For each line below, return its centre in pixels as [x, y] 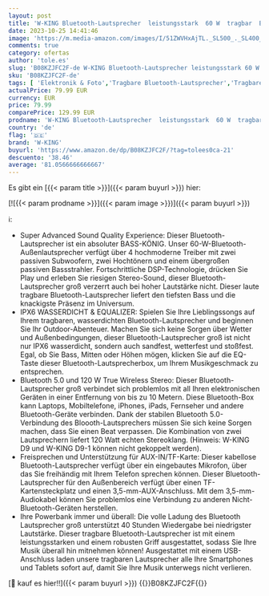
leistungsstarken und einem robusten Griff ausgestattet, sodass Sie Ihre [138, 542]
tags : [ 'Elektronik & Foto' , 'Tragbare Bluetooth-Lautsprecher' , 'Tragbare [136, 83]
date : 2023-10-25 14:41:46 [53, 30]
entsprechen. [42, 372]
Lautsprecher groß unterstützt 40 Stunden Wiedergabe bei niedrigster [136, 525]
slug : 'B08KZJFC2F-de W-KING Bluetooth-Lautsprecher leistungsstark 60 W [134, 68]
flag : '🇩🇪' [28, 135]
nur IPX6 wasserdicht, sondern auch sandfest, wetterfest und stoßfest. [137, 347]
